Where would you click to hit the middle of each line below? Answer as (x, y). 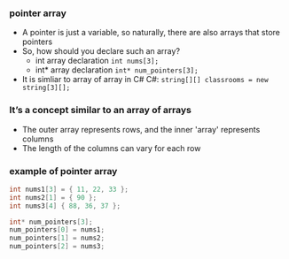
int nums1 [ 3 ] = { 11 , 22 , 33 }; (69, 189)
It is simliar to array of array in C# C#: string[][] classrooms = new (145, 80)
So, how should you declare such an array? (101, 51)
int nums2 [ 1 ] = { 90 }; (53, 197)
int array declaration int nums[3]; (97, 61)
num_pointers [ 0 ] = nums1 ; (57, 230)
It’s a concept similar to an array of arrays (101, 110)
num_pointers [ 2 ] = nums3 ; (57, 247)
